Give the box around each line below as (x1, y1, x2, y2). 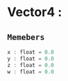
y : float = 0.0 (7, 55, 54, 62)
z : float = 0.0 (7, 61, 54, 68)
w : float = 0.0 (7, 68, 54, 75)
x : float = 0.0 (7, 49, 54, 56)
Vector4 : (7, 4, 62, 20)
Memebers (7, 32, 45, 42)
